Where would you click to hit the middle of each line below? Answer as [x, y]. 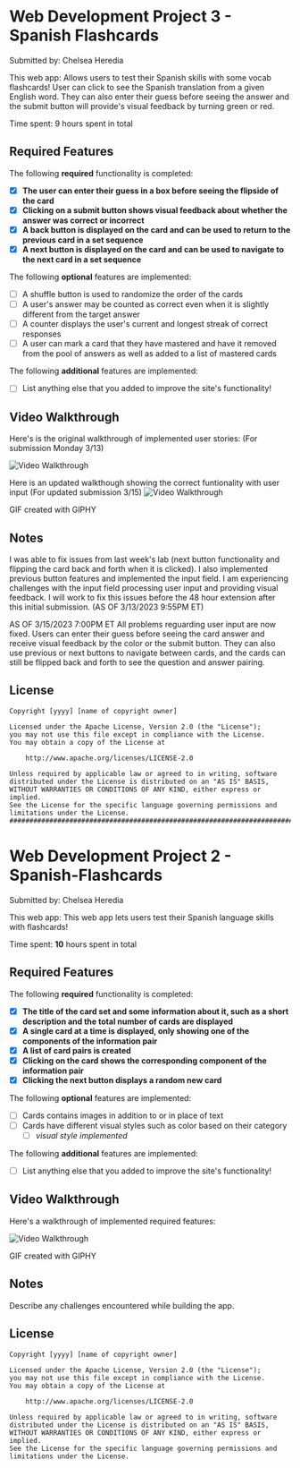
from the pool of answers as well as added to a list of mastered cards [150, 354]
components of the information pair [90, 1041]
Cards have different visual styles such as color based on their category [154, 1125]
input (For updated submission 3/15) [76, 492]
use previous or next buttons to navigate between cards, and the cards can [147, 653]
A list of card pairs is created [76, 1050]
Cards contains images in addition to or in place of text [123, 1115]
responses [42, 334]
